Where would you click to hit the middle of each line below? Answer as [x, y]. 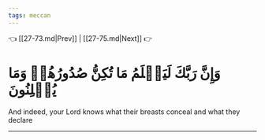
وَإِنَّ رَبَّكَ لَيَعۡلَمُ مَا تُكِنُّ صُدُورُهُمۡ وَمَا [114, 73]
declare [21, 120]
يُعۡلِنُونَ [32, 89]
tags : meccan [30, 15]
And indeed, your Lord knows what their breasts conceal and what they [124, 112]
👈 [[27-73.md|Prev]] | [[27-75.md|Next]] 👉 [80, 38]
